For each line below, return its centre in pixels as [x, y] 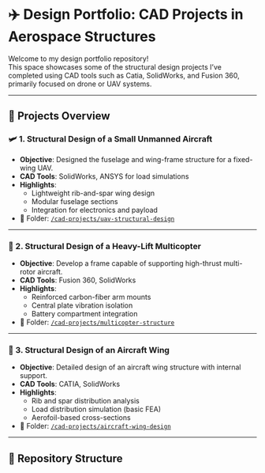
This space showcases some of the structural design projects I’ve [115, 66]
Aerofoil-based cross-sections [81, 418]
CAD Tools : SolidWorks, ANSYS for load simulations [104, 176]
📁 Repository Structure [65, 458]
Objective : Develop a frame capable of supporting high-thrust [121, 263]
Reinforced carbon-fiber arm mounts [91, 297]
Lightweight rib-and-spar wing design [93, 193]
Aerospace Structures [82, 37]
